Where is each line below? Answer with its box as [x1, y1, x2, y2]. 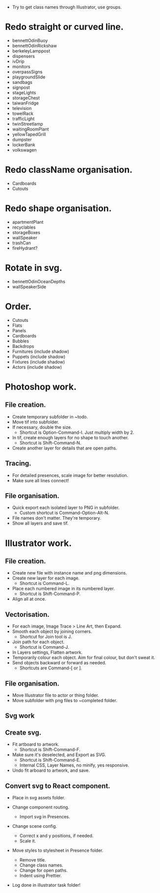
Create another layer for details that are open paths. [12, 445, 117, 451]
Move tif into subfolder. [12, 419, 59, 425]
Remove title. [19, 857, 46, 863]
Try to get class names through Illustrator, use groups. [12, 4, 122, 10]
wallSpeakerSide [12, 284, 47, 289]
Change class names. [19, 862, 63, 868]
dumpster [12, 136, 32, 142]
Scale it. [19, 838, 36, 843]
